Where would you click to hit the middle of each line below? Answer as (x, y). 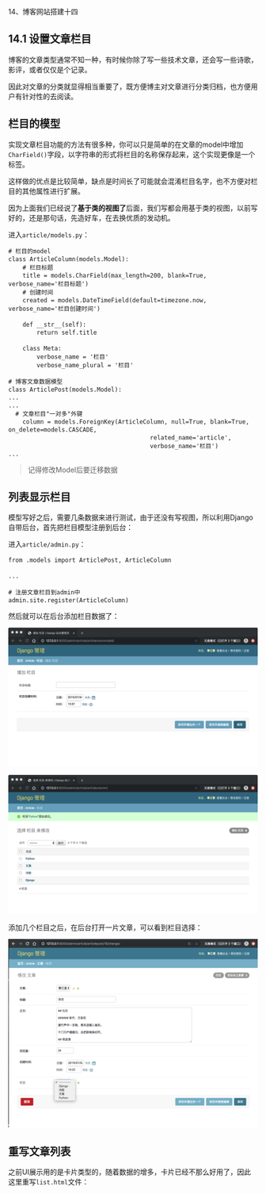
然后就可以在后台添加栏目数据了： (64, 616)
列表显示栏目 (40, 497)
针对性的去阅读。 (49, 96)
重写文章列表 (40, 1152)
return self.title (67, 332)
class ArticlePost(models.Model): (65, 390)
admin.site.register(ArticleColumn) (68, 601)
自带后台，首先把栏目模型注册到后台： (70, 528)
